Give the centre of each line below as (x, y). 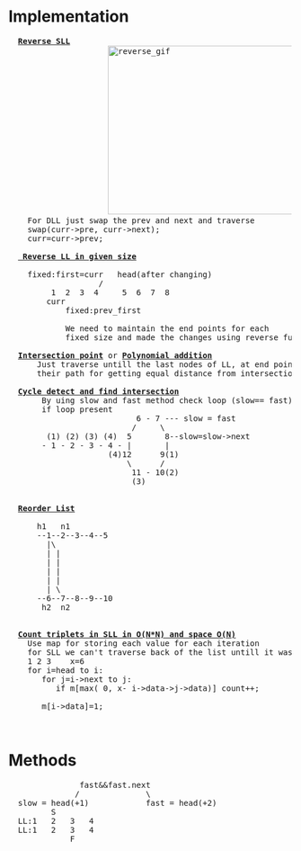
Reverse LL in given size (80, 256)
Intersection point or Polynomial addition (115, 355)
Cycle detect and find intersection (98, 391)
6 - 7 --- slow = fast (186, 418)
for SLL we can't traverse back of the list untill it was (160, 652)
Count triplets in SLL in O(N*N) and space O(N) (127, 634)
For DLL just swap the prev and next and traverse (141, 220)
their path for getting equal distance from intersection (167, 373)
